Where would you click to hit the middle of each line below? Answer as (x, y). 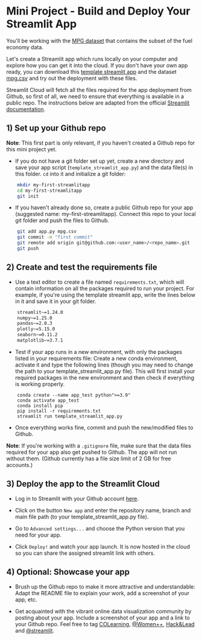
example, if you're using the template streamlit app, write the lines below (105, 295)
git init (28, 196)
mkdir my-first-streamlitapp (54, 185)
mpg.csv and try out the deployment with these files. (72, 78)
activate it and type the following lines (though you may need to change (104, 365)
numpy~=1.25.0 (35, 318)
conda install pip (40, 406)
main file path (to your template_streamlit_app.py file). (82, 517)
